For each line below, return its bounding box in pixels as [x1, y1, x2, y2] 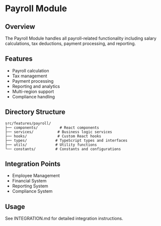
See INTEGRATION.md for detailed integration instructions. [5, 216, 123, 222]
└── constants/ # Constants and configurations [5, 146, 121, 152]
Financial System [12, 178, 47, 184]
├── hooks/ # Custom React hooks [5, 134, 101, 138]
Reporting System [12, 183, 49, 189]
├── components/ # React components [5, 125, 99, 130]
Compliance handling [12, 93, 55, 99]
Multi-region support [12, 89, 54, 94]
